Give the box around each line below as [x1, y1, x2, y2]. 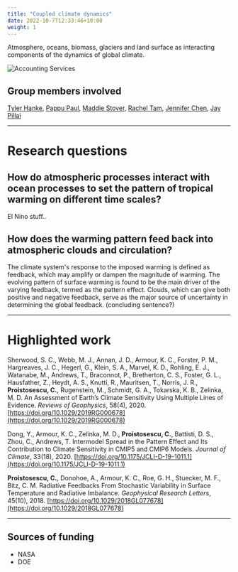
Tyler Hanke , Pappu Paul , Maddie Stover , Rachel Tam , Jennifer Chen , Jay [7, 104, 221, 112]
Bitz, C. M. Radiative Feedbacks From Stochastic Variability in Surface [7, 481, 211, 490]
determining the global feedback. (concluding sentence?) [7, 301, 175, 309]
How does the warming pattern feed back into [7, 232, 214, 245]
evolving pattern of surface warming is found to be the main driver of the [7, 278, 220, 286]
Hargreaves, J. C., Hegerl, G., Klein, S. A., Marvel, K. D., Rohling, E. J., [7, 363, 210, 372]
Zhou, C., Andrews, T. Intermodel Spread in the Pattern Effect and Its [7, 437, 208, 446]
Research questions [7, 143, 127, 159]
